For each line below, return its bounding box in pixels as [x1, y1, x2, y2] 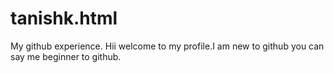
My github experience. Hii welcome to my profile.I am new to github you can [10, 40, 325, 52]
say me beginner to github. [10, 50, 122, 62]
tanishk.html [10, 7, 118, 30]
